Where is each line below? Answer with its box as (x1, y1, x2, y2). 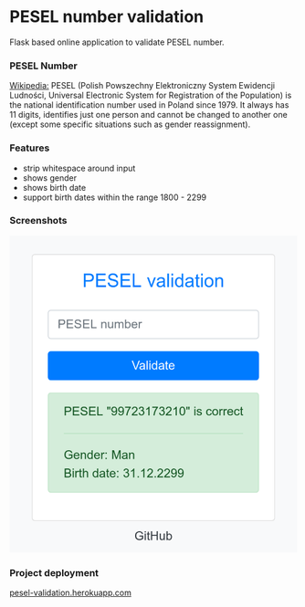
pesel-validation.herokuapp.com (9, 587, 132, 599)
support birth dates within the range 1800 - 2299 (22, 192, 207, 203)
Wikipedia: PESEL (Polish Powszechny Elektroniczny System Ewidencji (9, 80, 276, 91)
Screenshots (9, 215, 68, 227)
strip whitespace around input (22, 162, 136, 173)
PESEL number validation (9, 6, 205, 27)
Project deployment (9, 566, 99, 579)
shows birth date (22, 182, 87, 193)
